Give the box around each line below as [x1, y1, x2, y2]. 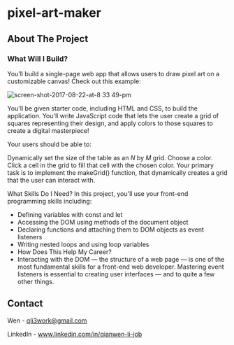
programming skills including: [7, 197, 92, 205]
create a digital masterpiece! [7, 126, 89, 134]
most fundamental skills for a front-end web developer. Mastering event [17, 262, 224, 271]
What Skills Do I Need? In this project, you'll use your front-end [7, 189, 189, 197]
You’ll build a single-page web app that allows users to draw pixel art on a [7, 69, 220, 78]
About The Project [7, 33, 89, 45]
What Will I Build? [7, 54, 68, 64]
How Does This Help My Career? [17, 247, 112, 256]
